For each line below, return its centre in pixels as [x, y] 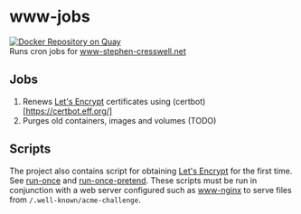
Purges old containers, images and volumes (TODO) [119, 120]
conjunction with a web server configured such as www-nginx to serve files [150, 190]
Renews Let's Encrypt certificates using [97, 101]
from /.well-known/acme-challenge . [75, 200]
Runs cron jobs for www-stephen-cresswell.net [98, 51]
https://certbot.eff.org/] [69, 111]
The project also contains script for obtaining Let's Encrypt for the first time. [151, 171]
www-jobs [50, 17]
